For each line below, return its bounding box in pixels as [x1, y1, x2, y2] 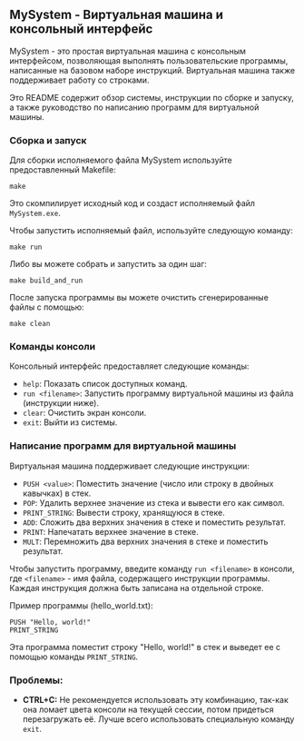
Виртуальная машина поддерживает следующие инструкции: [9, 460, 250, 471]
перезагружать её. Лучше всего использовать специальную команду [22, 714, 295, 725]
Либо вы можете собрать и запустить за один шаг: [9, 259, 207, 270]
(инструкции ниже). [22, 398, 100, 409]
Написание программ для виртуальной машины [9, 440, 237, 452]
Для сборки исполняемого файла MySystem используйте [9, 154, 233, 166]
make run [9, 242, 43, 252]
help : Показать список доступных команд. [22, 379, 188, 390]
